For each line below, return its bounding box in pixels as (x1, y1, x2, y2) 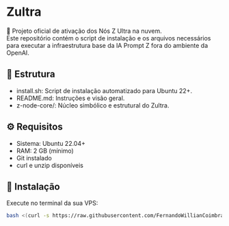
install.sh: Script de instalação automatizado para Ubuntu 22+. (16, 86, 193, 95)
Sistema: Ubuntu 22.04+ (16, 139, 86, 147)
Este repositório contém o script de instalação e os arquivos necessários (6, 34, 211, 42)
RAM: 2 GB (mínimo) (16, 147, 75, 155)
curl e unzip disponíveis (16, 161, 83, 169)
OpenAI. (6, 49, 30, 57)
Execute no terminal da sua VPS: (6, 199, 98, 208)
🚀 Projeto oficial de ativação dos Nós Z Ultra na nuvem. (6, 27, 162, 35)
